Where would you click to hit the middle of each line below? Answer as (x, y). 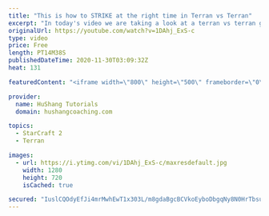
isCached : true (48, 185)
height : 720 (42, 178)
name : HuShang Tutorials (57, 104)
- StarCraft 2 (39, 134)
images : (21, 155)
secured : (23, 200)
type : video (28, 38)
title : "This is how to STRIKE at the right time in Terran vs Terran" (130, 16)
